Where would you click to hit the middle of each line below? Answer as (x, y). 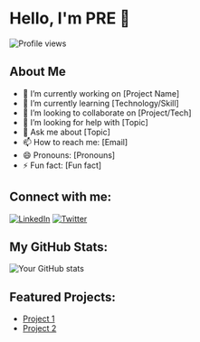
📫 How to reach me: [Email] (75, 142)
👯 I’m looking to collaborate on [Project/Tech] (107, 113)
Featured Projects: (62, 297)
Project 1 (38, 319)
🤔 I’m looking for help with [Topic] (86, 122)
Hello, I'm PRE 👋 (70, 18)
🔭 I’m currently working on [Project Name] (101, 93)
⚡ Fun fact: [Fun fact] (62, 165)
